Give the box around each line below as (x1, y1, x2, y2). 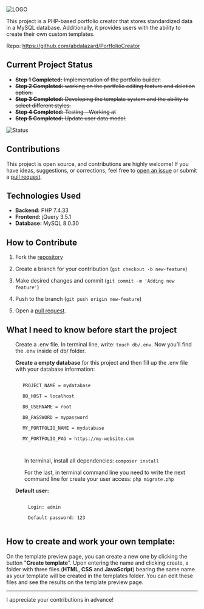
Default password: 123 (28, 515, 86, 521)
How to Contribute (6, 237, 78, 247)
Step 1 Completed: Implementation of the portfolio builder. (15, 76, 161, 83)
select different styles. (15, 101, 72, 109)
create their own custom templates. (6, 30, 95, 38)
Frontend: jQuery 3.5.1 (15, 213, 72, 221)
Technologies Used (6, 191, 81, 201)
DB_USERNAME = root (22, 404, 72, 410)
